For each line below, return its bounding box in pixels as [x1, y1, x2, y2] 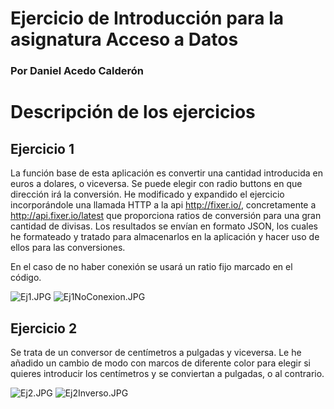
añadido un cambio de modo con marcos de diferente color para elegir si [10, 357, 311, 369]
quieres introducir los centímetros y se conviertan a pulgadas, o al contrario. [10, 367, 325, 379]
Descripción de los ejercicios [10, 101, 256, 124]
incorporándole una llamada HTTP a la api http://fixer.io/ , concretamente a [10, 199, 317, 211]
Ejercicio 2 [10, 320, 78, 337]
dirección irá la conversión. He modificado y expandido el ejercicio [10, 188, 285, 201]
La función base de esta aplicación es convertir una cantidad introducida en [10, 167, 323, 179]
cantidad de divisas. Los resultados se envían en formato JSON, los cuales [10, 220, 318, 232]
